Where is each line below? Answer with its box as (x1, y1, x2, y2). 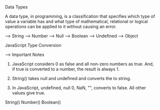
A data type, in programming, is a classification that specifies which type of (5, 14, 156, 19)
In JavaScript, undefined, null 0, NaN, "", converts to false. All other (12, 85, 146, 91)
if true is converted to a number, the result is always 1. (12, 66, 120, 72)
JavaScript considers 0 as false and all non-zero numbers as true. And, (12, 61, 154, 67)
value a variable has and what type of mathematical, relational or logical (5, 19, 148, 24)
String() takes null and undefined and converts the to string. (12, 76, 131, 81)
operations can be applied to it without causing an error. (5, 24, 117, 29)
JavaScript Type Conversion (5, 42, 62, 48)
